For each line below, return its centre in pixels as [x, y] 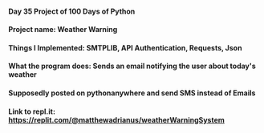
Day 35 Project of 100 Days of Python [72, 11]
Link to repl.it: [32, 111]
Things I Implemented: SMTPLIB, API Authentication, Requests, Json [125, 47]
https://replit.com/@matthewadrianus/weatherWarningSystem [116, 119]
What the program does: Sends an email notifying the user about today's [132, 66]
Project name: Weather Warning [63, 30]
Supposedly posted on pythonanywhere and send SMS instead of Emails [132, 93]
